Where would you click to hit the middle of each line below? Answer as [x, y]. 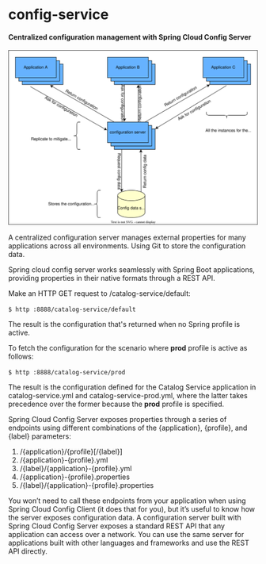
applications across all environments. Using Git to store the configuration [127, 246]
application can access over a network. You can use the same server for [126, 535]
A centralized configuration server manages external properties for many [127, 238]
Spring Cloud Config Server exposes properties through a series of [118, 420]
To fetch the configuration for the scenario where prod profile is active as [128, 348]
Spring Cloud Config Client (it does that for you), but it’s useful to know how [132, 509]
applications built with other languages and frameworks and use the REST [129, 543]
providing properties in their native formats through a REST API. [112, 278]
